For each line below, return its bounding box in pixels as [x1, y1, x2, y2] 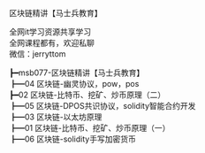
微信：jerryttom [9, 49, 66, 59]
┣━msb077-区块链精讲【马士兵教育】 [9, 67, 145, 78]
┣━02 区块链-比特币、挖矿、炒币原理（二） [9, 89, 166, 100]
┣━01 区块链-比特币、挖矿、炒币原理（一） [9, 123, 171, 133]
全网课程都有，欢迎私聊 [9, 38, 95, 48]
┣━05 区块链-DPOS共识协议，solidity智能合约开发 [9, 101, 196, 111]
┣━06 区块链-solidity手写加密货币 [9, 134, 137, 144]
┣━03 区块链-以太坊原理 [9, 111, 102, 122]
